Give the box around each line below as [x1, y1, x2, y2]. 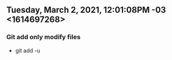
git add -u [15, 47, 40, 54]
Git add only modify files [6, 33, 81, 42]
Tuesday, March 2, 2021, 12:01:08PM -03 [6, 5, 166, 15]
